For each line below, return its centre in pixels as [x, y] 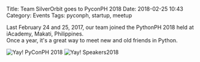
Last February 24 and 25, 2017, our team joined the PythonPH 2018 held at [100, 27]
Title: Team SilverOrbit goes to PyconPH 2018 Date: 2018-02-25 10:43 [95, 9]
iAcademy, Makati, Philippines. [45, 34]
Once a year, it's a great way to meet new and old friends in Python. [92, 40]
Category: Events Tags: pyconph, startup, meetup [69, 15]
